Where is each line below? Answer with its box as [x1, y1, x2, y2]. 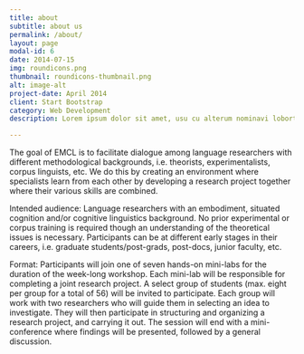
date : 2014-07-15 [9, 55, 75, 64]
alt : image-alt [9, 81, 67, 90]
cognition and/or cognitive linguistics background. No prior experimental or [9, 213, 290, 224]
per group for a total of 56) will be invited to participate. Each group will [9, 288, 276, 299]
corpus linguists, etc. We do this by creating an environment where [9, 167, 260, 177]
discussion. [9, 336, 52, 347]
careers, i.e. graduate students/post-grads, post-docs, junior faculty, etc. [9, 242, 282, 253]
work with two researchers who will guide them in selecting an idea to [9, 298, 270, 309]
